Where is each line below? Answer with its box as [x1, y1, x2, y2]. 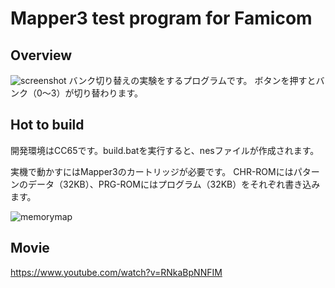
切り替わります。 [73, 87, 144, 99]
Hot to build [10, 117, 85, 134]
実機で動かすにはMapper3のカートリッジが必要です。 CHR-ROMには [10, 165, 294, 177]
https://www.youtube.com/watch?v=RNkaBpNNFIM [10, 266, 223, 278]
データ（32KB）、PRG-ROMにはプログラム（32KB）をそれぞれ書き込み [27, 178, 321, 190]
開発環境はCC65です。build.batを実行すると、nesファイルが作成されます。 [10, 144, 320, 156]
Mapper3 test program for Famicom [10, 7, 313, 30]
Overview [10, 47, 73, 64]
